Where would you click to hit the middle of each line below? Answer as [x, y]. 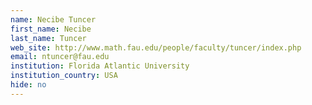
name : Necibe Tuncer [53, 19]
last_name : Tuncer [48, 38]
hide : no [28, 85]
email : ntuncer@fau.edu [60, 57]
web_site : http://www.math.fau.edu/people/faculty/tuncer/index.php [156, 47]
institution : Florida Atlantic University [100, 66]
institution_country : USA [64, 76]
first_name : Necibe [51, 29]
